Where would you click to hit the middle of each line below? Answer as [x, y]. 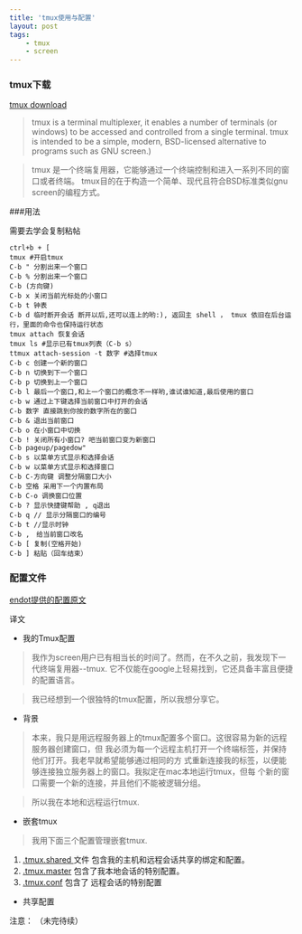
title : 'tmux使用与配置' [53, 18]
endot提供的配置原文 [48, 599]
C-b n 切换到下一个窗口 [49, 373]
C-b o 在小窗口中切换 [45, 430]
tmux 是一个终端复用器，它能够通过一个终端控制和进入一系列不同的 [156, 170]
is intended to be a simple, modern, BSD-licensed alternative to [149, 142]
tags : [19, 34]
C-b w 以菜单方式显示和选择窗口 [62, 467]
